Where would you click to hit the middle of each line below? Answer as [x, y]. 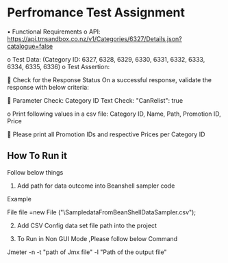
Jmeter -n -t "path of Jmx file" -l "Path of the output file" [87, 252]
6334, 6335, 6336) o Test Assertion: [59, 66]
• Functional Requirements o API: [54, 32]
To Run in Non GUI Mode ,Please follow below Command [97, 238]
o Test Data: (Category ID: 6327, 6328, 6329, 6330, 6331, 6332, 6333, [106, 59]
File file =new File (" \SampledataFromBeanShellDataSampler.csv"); [102, 212]
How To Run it [37, 156]
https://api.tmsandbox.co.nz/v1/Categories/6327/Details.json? [95, 38]
